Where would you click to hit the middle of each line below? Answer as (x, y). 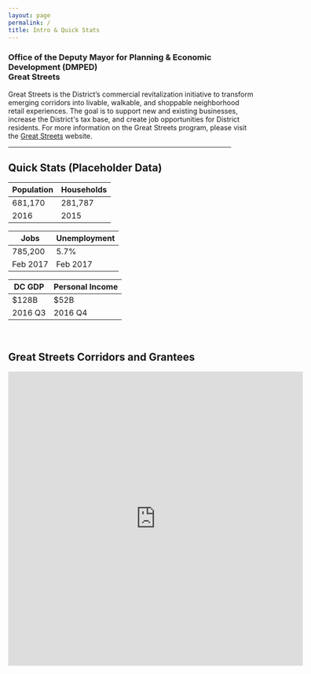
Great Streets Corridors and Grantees (102, 357)
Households (84, 190)
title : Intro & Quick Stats (54, 30)
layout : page (29, 15)
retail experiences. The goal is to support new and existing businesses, (123, 111)
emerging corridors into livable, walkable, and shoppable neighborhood (124, 102)
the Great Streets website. (50, 136)
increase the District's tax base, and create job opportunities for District (124, 119)
